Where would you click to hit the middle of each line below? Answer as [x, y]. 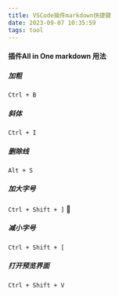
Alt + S [21, 170]
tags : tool [26, 30]
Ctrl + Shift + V [36, 285]
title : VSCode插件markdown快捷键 [59, 15]
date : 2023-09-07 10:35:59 [52, 23]
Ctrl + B [22, 95]
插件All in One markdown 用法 [58, 56]
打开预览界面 [29, 266]
